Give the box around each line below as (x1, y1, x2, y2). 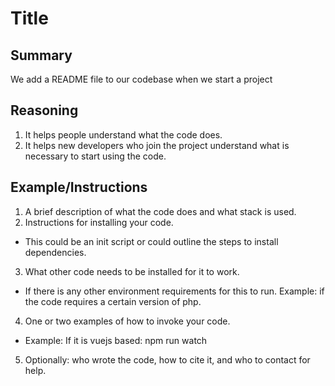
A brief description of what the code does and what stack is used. (24, 205, 297, 217)
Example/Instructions (10, 179, 148, 196)
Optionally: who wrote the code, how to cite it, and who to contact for (24, 353, 311, 366)
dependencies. (24, 246, 87, 258)
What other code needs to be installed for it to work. (24, 265, 240, 277)
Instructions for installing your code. (24, 216, 174, 228)
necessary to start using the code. (24, 150, 167, 162)
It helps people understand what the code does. (24, 128, 223, 141)
